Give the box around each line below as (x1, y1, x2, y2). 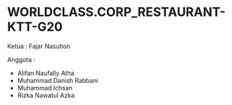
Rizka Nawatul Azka (17, 91, 75, 99)
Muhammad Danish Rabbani (17, 76, 99, 84)
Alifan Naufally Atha (17, 69, 75, 77)
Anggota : (7, 55, 36, 63)
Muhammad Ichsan (17, 83, 73, 92)
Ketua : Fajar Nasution (7, 42, 71, 50)
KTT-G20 (7, 19, 63, 35)
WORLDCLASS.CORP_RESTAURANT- (7, 4, 226, 20)
